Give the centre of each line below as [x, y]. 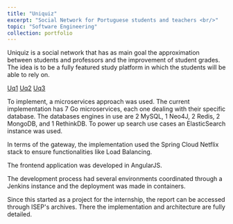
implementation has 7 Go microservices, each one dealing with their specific [116, 109]
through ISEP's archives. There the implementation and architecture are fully [116, 207]
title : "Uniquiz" [32, 14]
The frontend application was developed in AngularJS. [85, 165]
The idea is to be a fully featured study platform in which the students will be [116, 67]
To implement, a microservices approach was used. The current [98, 102]
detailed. [20, 214]
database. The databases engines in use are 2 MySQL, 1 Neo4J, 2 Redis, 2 [114, 117]
